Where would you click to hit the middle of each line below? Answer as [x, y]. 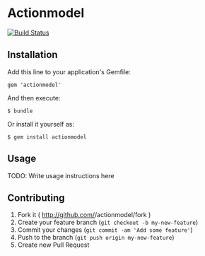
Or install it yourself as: [41, 124]
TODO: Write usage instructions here [61, 175]
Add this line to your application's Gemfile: [69, 71]
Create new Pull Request [53, 245]
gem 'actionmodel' [34, 85]
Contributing [36, 198]
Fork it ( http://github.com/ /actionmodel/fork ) [84, 215]
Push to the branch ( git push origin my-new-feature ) [96, 238]
